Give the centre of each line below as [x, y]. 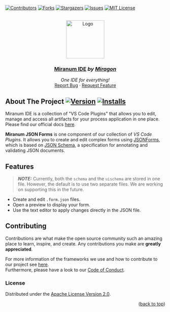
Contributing [26, 226]
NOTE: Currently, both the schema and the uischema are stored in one [89, 178]
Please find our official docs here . [41, 124]
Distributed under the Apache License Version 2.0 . [58, 294]
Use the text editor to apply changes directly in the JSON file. [77, 210]
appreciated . [19, 249]
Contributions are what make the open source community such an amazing [84, 238]
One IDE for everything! [85, 80]
